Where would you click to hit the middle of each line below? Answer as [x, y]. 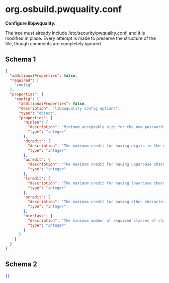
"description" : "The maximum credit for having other [85, 202]
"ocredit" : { [37, 197]
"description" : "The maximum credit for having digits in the [94, 146]
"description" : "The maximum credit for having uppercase [90, 164]
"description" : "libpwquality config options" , [69, 108]
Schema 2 [21, 264]
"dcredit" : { [37, 141]
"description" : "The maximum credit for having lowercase [90, 183]
